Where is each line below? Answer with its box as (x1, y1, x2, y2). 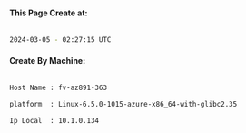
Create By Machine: (9, 55, 86, 66)
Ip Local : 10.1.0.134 (9, 117, 100, 126)
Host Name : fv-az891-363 (9, 83, 107, 93)
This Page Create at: (9, 7, 88, 18)
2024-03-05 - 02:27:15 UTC (9, 36, 112, 45)
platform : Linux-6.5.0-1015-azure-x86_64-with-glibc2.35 (9, 100, 238, 109)
